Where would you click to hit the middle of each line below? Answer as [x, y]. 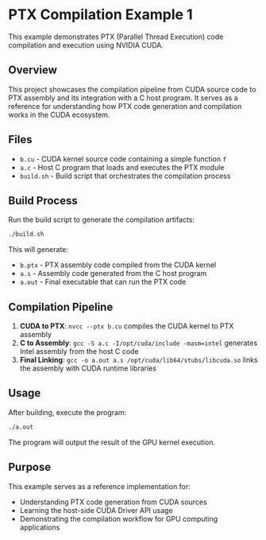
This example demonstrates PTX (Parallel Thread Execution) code [116, 37]
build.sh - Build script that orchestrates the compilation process [125, 176]
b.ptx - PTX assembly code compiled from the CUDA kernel [118, 265]
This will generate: [39, 250]
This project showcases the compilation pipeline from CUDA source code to [132, 89]
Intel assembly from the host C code [79, 352]
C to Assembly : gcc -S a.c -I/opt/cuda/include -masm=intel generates [139, 343]
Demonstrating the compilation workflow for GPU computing [119, 519]
